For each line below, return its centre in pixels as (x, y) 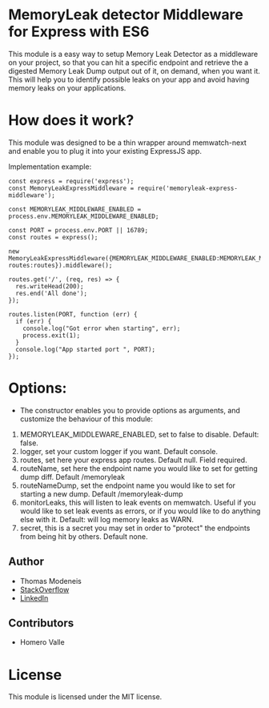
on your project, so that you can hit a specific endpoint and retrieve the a (128, 62)
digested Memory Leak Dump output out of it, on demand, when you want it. (134, 70)
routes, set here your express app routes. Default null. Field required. (133, 460)
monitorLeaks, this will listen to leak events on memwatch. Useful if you (138, 502)
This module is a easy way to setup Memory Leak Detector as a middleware (133, 54)
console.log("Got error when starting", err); (102, 328)
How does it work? (71, 121)
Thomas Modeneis (50, 581)
